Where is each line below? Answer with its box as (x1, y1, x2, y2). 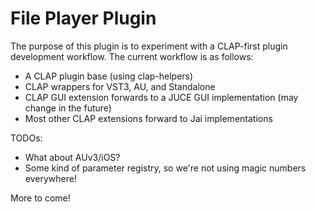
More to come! (10, 192, 71, 204)
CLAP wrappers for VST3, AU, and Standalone (24, 80, 216, 92)
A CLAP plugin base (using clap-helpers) (24, 70, 194, 82)
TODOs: (10, 132, 43, 144)
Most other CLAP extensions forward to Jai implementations (24, 112, 273, 124)
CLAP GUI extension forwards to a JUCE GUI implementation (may (24, 91, 299, 103)
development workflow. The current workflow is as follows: (10, 50, 254, 62)
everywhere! (24, 172, 77, 184)
